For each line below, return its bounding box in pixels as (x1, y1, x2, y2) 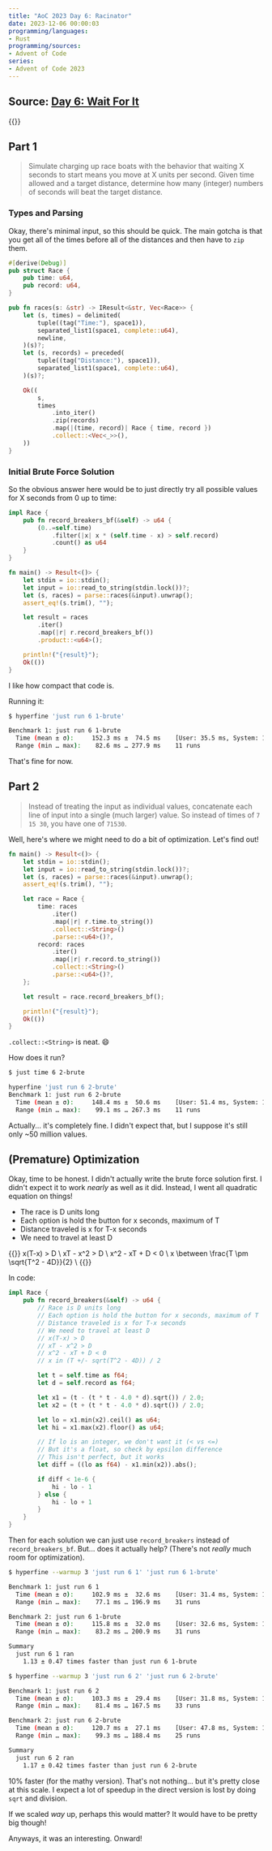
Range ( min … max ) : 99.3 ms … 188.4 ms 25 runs (15, 1732, 201, 1740)
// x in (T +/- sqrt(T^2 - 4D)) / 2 (37, 1357, 161, 1365)
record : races (37, 940, 85, 948)
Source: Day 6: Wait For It (8, 95, 139, 109)
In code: (8, 1273, 36, 1283)
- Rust (8, 34, 31, 43)
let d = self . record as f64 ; (37, 1379, 136, 1387)
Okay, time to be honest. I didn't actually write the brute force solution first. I (8, 1174, 262, 1184)
